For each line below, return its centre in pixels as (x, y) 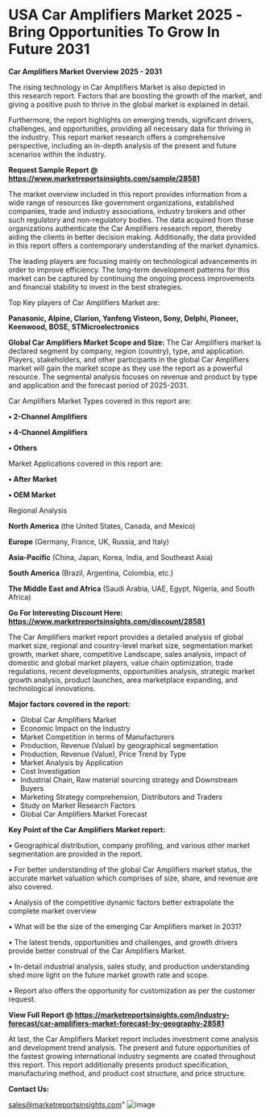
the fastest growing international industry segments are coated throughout (132, 1056)
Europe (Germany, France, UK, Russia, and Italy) (89, 542)
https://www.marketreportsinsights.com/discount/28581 (107, 621)
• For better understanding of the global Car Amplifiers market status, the (130, 869)
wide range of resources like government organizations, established (121, 203)
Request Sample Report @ (53, 169)
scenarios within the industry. (57, 154)
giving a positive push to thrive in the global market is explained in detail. (129, 104)
